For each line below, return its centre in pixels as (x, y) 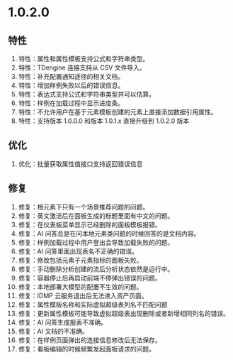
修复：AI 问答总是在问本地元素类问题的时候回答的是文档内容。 (109, 233)
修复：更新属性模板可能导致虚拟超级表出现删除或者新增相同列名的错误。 (124, 313)
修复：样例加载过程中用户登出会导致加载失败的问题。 (96, 242)
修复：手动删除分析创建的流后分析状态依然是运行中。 (96, 269)
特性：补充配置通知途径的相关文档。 (71, 76)
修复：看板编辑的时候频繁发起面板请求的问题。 (86, 349)
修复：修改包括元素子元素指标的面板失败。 (80, 260)
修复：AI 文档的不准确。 (53, 331)
